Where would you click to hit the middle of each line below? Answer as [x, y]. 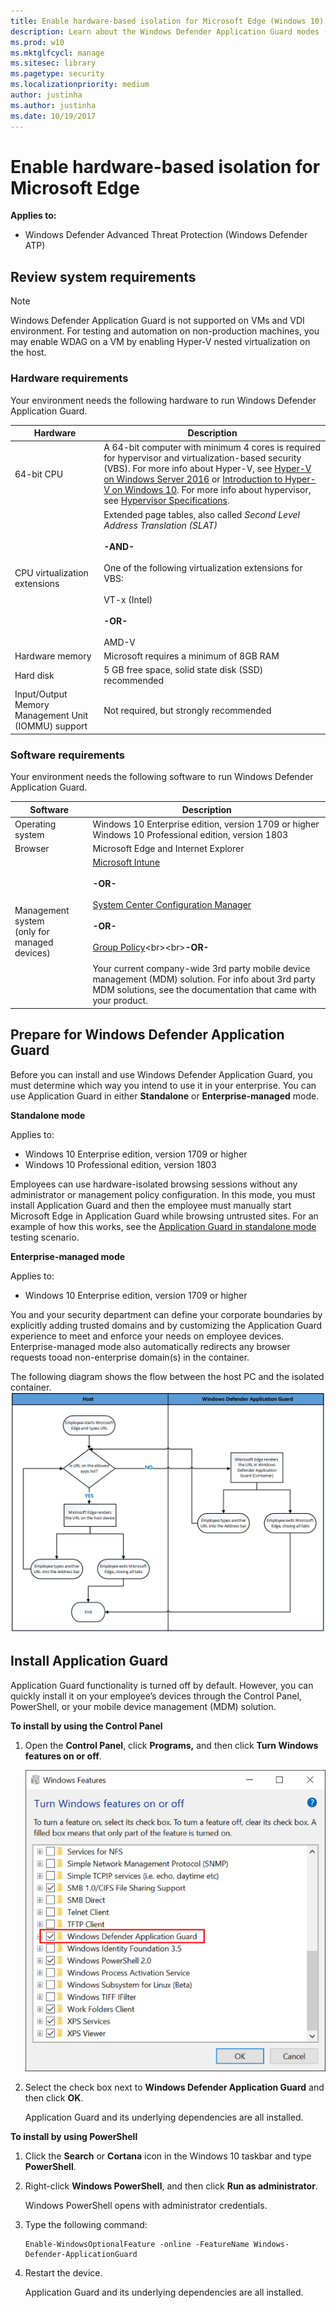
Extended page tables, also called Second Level [201, 514]
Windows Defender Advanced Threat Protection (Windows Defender [166, 235]
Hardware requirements [69, 378]
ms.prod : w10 [37, 42]
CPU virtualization [51, 573]
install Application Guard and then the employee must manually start [151, 1205]
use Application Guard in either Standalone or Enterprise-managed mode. [165, 1096]
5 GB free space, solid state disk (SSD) [183, 670]
